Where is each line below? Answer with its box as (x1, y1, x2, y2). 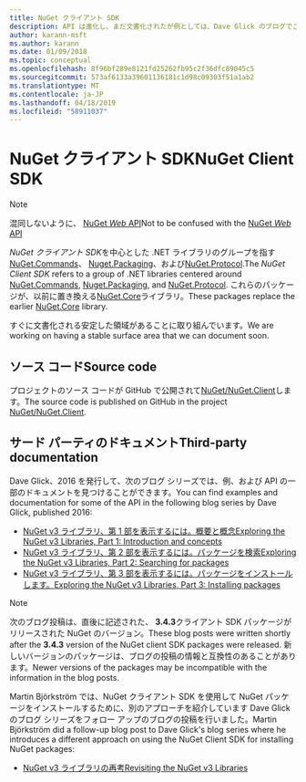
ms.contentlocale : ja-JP (9, 89, 104, 99)
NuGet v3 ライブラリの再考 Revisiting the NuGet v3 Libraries (22, 762, 249, 773)
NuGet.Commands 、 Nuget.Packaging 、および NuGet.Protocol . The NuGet (9, 258, 285, 269)
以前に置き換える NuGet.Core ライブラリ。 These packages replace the (33, 291, 296, 302)
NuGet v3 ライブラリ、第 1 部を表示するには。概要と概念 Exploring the (22, 526, 285, 537)
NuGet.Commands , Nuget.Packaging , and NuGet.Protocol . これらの (9, 279, 262, 290)
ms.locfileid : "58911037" (9, 107, 107, 116)
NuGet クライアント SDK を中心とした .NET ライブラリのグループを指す (9, 247, 276, 258)
